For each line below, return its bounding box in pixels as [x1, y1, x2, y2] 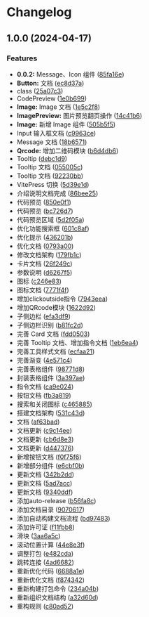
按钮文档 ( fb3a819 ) [16, 391, 71, 399]
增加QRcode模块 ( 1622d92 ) [16, 303, 96, 311]
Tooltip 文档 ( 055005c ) [16, 162, 83, 171]
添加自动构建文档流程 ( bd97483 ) [16, 514, 111, 522]
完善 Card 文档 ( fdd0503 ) [16, 330, 90, 338]
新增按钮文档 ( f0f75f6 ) [16, 453, 82, 461]
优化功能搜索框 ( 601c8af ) [16, 224, 90, 233]
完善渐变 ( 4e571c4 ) [16, 356, 73, 364]
